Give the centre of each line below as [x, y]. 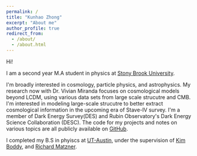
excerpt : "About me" [32, 23]
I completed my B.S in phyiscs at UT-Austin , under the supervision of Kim [96, 140]
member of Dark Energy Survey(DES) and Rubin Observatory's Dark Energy [99, 116]
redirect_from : [25, 34]
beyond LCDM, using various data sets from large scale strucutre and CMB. [99, 97]
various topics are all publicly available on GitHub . [67, 129]
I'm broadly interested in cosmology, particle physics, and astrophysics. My [99, 84]
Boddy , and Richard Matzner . [42, 147]
